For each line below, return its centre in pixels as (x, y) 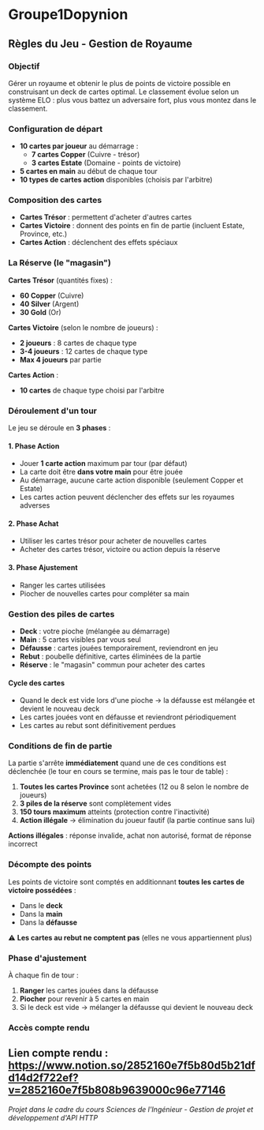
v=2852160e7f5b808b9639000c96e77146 (117, 1090)
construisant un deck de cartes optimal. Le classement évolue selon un (124, 92)
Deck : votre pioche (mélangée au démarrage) (95, 631)
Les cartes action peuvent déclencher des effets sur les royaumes (127, 497)
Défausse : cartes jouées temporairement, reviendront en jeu (119, 648)
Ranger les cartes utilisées (63, 585)
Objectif (24, 66)
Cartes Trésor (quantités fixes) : (60, 280)
